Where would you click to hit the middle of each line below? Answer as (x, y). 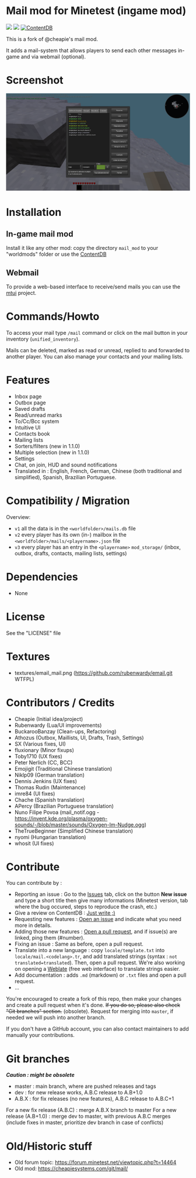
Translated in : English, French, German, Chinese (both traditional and (98, 471)
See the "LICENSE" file (34, 633)
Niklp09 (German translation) (49, 775)
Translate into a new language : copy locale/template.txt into (90, 950)
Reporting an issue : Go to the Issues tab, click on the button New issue (101, 894)
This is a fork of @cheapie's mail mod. (52, 39)
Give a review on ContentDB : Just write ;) (65, 913)
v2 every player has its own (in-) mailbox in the (71, 534)
